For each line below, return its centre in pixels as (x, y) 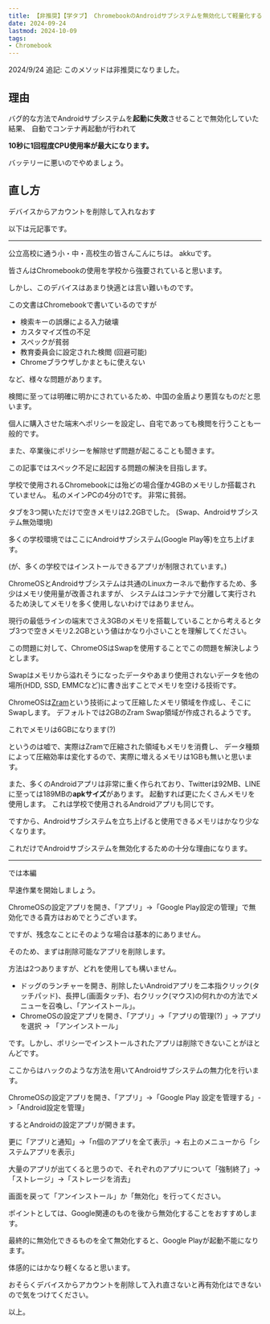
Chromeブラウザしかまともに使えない (83, 362)
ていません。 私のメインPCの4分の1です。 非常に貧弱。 (99, 494)
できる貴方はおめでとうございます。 (82, 917)
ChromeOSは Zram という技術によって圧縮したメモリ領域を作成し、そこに (130, 702)
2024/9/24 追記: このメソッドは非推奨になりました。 (96, 70)
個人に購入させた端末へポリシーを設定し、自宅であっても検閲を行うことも (131, 423)
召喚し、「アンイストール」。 (94, 1005)
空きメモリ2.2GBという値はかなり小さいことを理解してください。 (142, 631)
